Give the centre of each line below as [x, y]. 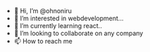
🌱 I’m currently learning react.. [58, 26]
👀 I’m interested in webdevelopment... [69, 18]
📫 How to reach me [43, 41]
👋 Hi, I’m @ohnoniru [43, 11]
